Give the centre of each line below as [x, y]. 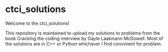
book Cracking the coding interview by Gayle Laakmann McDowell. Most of [84, 38]
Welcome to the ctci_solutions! [37, 23]
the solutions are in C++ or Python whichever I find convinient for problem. [84, 43]
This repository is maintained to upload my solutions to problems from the [83, 33]
